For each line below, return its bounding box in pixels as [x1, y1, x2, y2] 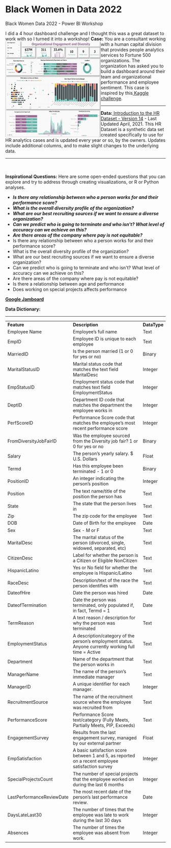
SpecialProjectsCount [7, 776, 53, 782]
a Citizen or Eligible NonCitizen [73, 557, 137, 564]
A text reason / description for [73, 614, 136, 621]
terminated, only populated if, [73, 602, 135, 608]
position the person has [73, 493, 122, 499]
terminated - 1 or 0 [73, 468, 113, 475]
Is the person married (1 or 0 [73, 348, 133, 354]
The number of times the [73, 825, 125, 831]
